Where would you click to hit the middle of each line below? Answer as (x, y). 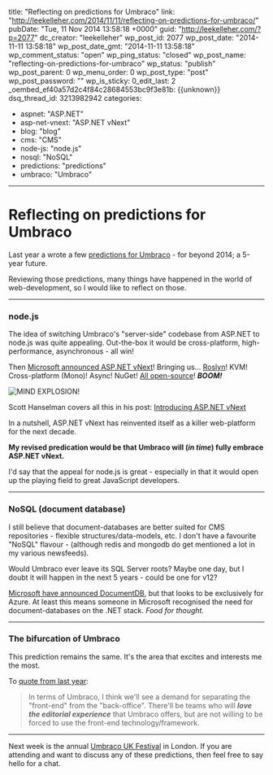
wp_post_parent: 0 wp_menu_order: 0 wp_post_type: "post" (108, 72)
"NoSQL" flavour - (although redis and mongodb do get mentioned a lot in (132, 544)
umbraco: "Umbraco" (56, 174)
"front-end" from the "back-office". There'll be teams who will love (140, 705)
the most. (24, 665)
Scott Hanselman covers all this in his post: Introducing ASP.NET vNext (127, 407)
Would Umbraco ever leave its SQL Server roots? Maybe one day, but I (126, 568)
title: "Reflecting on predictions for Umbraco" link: (92, 12)
